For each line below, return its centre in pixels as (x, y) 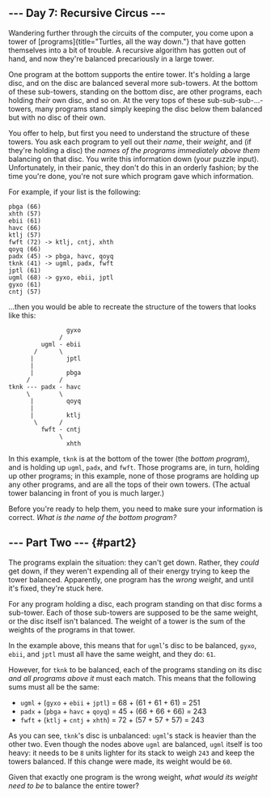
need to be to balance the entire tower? (74, 786)
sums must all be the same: (54, 687)
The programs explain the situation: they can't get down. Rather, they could (134, 562)
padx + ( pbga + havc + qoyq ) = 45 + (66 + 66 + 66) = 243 (113, 711)
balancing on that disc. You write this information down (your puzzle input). (133, 159)
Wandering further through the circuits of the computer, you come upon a (131, 32)
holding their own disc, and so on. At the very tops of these (107, 100)
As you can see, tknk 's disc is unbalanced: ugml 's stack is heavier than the (132, 735)
